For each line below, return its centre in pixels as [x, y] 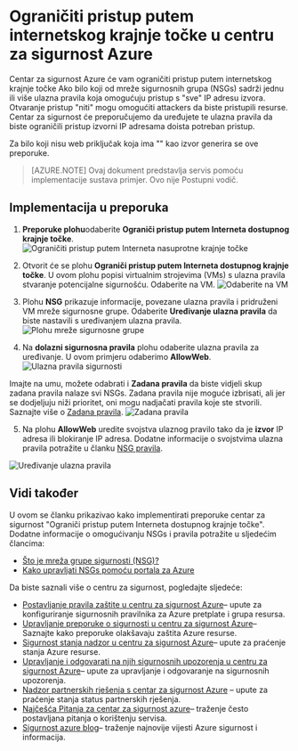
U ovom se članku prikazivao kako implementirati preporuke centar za [137, 515]
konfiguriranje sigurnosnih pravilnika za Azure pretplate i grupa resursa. [153, 614]
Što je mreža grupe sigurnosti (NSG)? [91, 560]
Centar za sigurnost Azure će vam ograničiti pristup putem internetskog [141, 78]
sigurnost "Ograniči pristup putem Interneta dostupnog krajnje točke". [137, 524]
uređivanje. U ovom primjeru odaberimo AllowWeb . [117, 356]
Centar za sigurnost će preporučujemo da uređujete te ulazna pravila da [141, 117]
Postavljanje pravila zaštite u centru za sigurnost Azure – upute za [142, 604]
